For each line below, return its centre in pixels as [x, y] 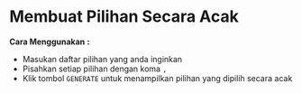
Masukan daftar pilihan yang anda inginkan [102, 59]
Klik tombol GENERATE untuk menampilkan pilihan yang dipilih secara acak [157, 78]
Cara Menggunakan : [50, 42]
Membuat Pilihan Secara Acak [124, 17]
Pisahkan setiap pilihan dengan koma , [95, 69]
